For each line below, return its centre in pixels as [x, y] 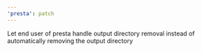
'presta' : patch [31, 14]
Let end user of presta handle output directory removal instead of [101, 33]
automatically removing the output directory [70, 41]
